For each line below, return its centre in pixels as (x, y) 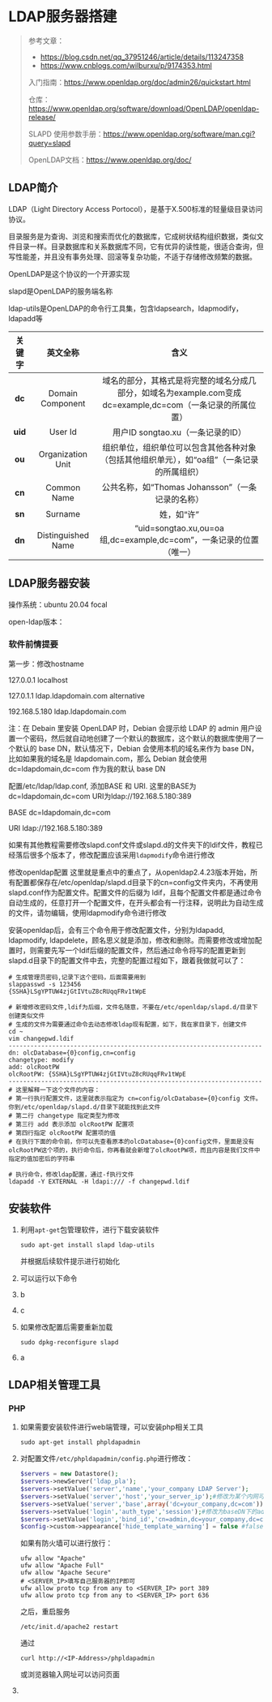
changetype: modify (41, 1059)
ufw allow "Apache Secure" (66, 1573)
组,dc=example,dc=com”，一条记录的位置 (179, 539)
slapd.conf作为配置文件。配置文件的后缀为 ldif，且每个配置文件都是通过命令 (135, 892)
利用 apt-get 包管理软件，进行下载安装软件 (89, 1229)
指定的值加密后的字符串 (42, 1158)
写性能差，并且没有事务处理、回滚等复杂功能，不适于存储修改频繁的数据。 (132, 256)
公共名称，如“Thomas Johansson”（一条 (179, 487)
